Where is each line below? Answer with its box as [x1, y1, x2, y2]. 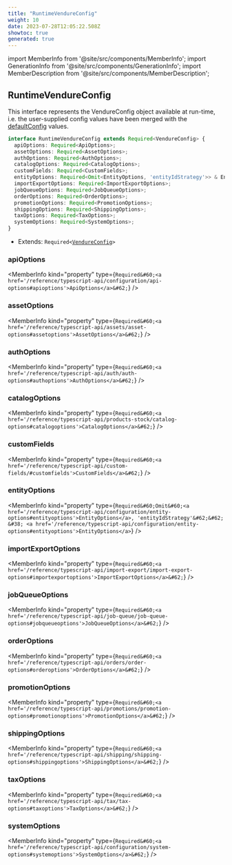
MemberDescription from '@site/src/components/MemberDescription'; [8, 70, 209, 78]
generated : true [8, 36, 54, 43]
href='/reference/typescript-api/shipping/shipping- [8, 751, 162, 758]
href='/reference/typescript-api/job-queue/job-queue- [8, 613, 169, 620]
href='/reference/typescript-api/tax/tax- [8, 798, 131, 804]
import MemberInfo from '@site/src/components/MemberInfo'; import [8, 54, 207, 63]
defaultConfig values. [8, 122, 69, 130]
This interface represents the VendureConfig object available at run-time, [8, 107, 215, 116]
